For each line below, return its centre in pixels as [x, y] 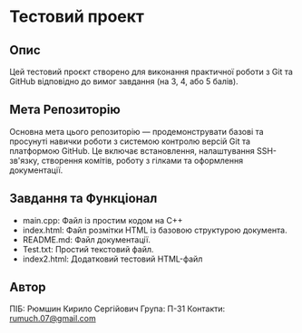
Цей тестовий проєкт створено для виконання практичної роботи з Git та [151, 71]
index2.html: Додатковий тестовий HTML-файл [112, 259]
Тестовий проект [77, 17]
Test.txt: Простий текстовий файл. [88, 249]
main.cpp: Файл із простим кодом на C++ [102, 220]
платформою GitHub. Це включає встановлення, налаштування [132, 150]
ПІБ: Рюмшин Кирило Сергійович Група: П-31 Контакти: [117, 309]
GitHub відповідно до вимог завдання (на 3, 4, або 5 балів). [124, 81]
